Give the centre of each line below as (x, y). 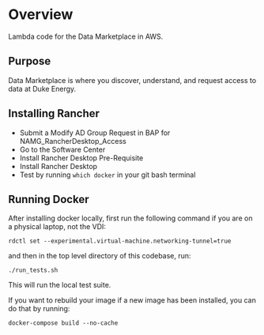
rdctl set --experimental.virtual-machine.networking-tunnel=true (120, 241)
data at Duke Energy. (42, 88)
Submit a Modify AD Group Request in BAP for (95, 133)
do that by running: (39, 309)
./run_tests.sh (33, 270)
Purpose (30, 61)
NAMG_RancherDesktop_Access (73, 141)
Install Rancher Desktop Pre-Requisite (81, 158)
